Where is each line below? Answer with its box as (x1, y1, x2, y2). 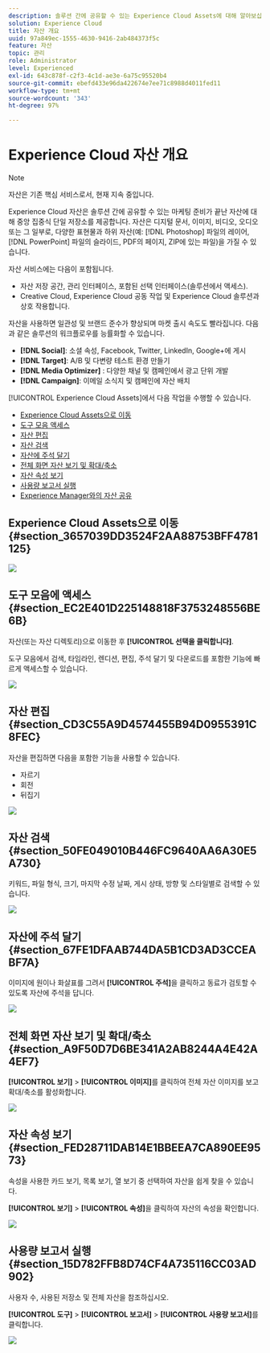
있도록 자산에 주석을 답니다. (8, 988, 95, 998)
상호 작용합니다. (19, 301, 70, 311)
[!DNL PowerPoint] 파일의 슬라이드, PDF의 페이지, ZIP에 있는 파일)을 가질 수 (8, 237, 249, 246)
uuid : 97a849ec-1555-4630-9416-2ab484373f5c (8, 34, 160, 43)
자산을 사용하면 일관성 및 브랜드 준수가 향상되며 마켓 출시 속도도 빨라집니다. (8, 319, 244, 329)
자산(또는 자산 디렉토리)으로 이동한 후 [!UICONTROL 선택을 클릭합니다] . (8, 636, 235, 646)
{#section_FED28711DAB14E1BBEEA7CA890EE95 (8, 1141, 261, 1155)
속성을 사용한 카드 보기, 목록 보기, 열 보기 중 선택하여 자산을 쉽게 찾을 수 (8, 1176, 233, 1185)
